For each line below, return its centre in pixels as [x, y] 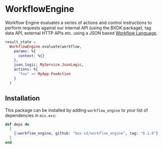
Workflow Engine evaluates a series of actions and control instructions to [79, 23]
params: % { [25, 51]
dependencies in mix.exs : [31, 115]
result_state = [20, 42]
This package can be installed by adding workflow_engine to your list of [76, 110]
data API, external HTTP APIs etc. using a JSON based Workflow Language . [81, 33]
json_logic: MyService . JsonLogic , [49, 65]
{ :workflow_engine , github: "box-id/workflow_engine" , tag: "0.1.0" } [86, 133]
